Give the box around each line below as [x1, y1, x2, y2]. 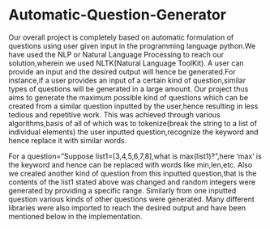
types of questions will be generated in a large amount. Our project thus [8, 83, 249, 94]
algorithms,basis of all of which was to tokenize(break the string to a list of [8, 118, 258, 128]
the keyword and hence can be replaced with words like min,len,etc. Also [8, 159, 253, 169]
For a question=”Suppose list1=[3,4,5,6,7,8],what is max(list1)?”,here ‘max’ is [8, 151, 262, 161]
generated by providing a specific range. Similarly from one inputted [8, 185, 237, 195]
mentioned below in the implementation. [8, 211, 143, 221]
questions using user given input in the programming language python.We [8, 40, 256, 50]
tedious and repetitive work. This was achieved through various [8, 109, 221, 119]
